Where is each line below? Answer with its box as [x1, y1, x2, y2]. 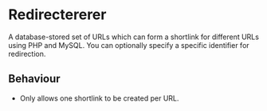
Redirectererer [8, 6, 107, 24]
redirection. [8, 49, 46, 58]
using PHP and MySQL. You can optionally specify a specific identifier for [8, 40, 249, 50]
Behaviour [8, 72, 61, 85]
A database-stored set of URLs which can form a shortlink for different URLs [8, 32, 259, 42]
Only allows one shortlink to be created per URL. [19, 93, 179, 103]
